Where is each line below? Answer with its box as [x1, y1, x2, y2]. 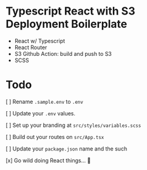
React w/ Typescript [14, 37, 65, 44]
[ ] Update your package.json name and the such [5, 144, 128, 152]
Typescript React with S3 [5, 4, 135, 18]
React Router [14, 44, 47, 51]
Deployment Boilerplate [5, 17, 128, 31]
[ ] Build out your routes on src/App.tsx [5, 133, 104, 140]
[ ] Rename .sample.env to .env [5, 98, 83, 105]
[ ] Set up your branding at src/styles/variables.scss [5, 121, 142, 129]
